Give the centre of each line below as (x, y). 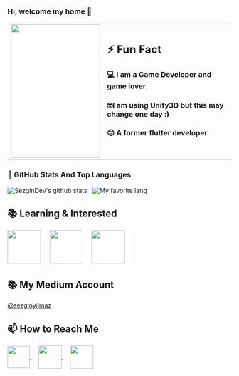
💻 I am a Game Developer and (159, 75)
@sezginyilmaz (30, 305)
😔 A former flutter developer (157, 133)
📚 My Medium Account (61, 284)
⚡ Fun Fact (134, 49)
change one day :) (138, 114)
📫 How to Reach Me (53, 329)
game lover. (127, 86)
